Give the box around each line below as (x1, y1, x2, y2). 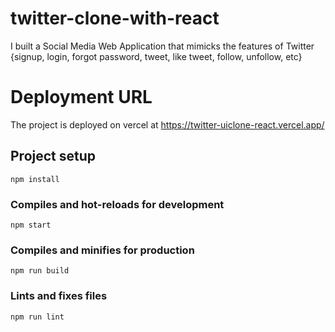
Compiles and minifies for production (10, 243, 195, 257)
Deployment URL (10, 86, 153, 109)
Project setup (10, 148, 97, 165)
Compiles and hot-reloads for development (10, 197, 225, 211)
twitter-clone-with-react (10, 7, 220, 30)
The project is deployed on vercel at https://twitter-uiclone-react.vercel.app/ (10, 118, 325, 131)
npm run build (10, 266, 70, 276)
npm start (10, 220, 52, 230)
